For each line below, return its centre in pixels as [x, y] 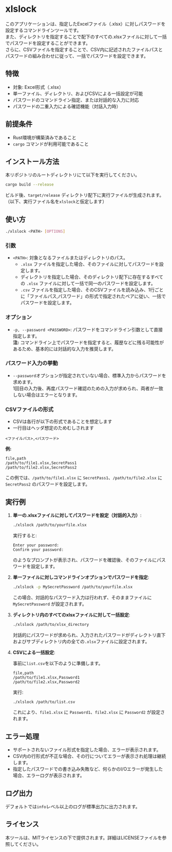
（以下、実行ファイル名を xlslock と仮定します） [56, 201]
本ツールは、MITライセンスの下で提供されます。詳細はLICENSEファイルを [84, 838]
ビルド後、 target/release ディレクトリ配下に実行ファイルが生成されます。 [85, 195]
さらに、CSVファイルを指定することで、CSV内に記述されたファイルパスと [84, 49]
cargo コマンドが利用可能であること [51, 144]
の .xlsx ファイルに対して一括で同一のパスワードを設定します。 [88, 284]
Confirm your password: [38, 550]
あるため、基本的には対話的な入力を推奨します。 [64, 349]
